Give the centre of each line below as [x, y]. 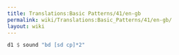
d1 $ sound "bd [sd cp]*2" [46, 45]
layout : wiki [26, 26]
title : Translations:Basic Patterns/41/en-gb [74, 13]
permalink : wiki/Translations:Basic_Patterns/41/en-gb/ [89, 20]
